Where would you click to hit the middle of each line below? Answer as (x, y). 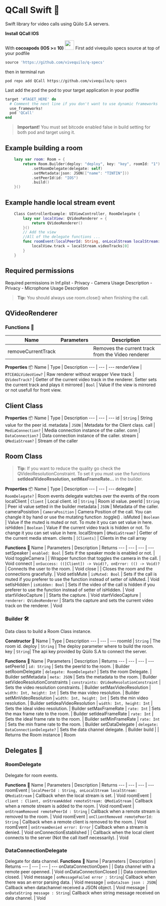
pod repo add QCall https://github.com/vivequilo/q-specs (66, 81)
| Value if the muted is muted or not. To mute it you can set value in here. (79, 522)
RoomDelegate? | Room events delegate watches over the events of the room (82, 496)
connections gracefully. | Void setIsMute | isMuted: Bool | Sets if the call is (81, 574)
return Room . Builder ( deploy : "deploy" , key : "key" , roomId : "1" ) (92, 164)
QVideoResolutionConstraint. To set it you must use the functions (83, 473)
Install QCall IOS (22, 33)
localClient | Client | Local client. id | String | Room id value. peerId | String (82, 501)
